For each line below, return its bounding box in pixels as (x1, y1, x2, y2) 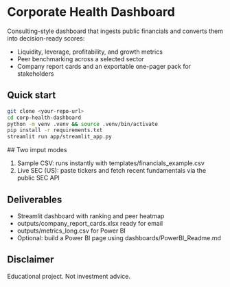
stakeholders (16, 70, 54, 78)
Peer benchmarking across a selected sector (16, 54, 144, 63)
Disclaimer (7, 254, 54, 266)
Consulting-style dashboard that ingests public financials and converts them (7, 27, 224, 35)
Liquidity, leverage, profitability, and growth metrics (16, 47, 163, 56)
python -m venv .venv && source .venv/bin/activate (7, 120, 158, 127)
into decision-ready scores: (7, 34, 85, 42)
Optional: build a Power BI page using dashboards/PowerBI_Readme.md (16, 233, 222, 242)
